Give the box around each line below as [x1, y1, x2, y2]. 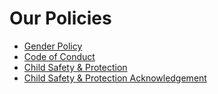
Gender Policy [23, 40, 83, 52]
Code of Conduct [23, 50, 96, 62]
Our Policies [9, 7, 112, 30]
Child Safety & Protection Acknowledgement [23, 72, 207, 84]
